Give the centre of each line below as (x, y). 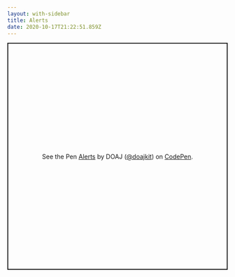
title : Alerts (28, 20)
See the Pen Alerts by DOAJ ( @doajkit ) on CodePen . (117, 156)
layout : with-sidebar (39, 14)
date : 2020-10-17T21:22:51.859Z (54, 27)
